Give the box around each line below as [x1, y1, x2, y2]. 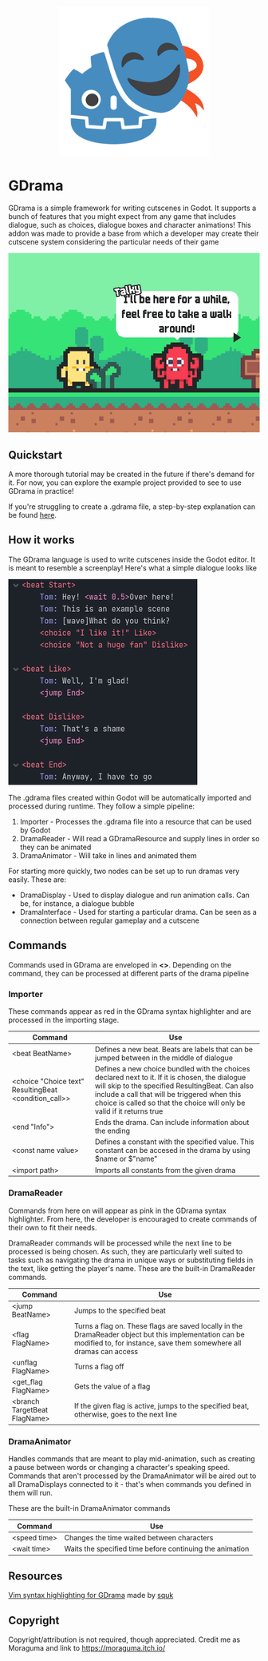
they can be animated [19, 842, 92, 852]
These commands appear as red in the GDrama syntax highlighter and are [8, 1006, 251, 1016]
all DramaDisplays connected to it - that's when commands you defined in [8, 1480, 251, 1489]
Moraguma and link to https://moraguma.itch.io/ [8, 1643, 166, 1653]
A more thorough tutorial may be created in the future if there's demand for [8, 470, 255, 479]
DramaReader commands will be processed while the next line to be [8, 1238, 232, 1248]
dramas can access [74, 1346, 138, 1356]
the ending [94, 1126, 130, 1136]
